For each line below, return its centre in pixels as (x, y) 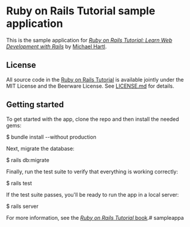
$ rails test (19, 183)
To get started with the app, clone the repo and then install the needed (93, 119)
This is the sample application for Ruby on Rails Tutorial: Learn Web (89, 40)
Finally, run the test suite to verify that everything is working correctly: (92, 172)
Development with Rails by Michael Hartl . (57, 46)
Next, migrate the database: (40, 148)
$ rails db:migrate (28, 160)
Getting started (35, 105)
